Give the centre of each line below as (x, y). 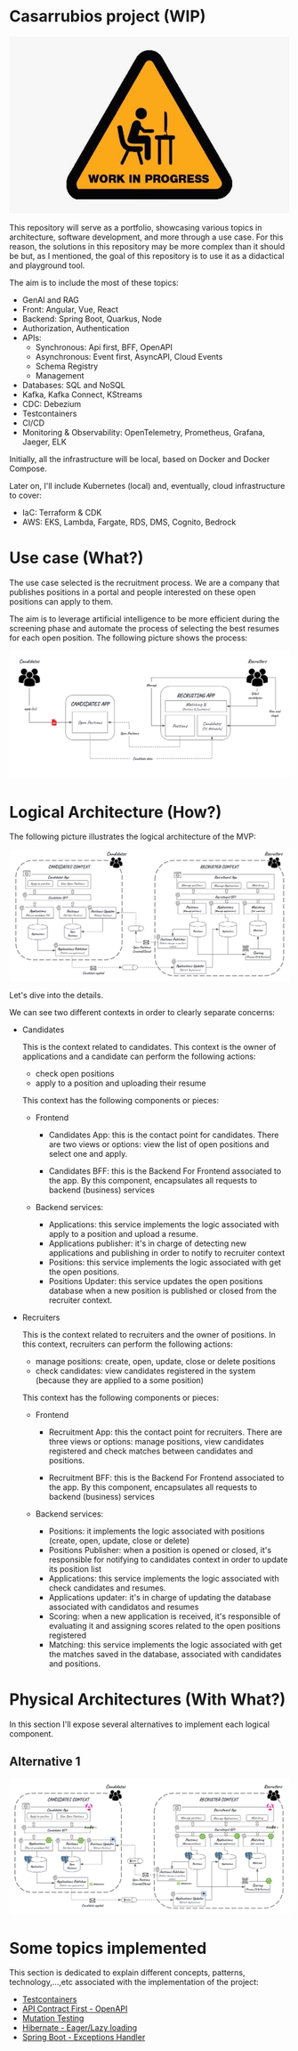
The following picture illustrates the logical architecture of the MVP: (133, 837)
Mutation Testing (53, 2018)
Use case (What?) (77, 558)
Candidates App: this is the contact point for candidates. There (164, 1135)
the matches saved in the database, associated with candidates (165, 1655)
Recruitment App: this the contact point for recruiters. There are (165, 1432)
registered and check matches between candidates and (151, 1451)
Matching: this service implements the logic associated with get (165, 1645)
